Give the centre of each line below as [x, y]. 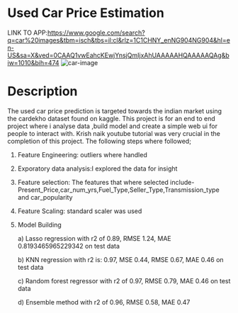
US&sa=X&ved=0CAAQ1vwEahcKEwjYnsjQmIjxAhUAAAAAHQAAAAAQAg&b [119, 55]
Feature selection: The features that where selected [93, 182]
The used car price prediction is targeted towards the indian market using [114, 110]
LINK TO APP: [28, 33]
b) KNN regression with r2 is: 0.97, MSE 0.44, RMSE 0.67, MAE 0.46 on [121, 259]
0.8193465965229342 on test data [69, 246]
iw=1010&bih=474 [33, 62]
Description [42, 92]
